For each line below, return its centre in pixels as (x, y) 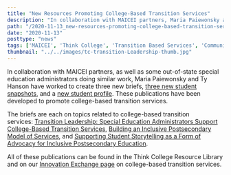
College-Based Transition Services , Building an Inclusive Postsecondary (109, 129)
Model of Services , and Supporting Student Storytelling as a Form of (104, 136)
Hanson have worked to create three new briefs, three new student (102, 86)
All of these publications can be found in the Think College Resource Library (115, 156)
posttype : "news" (32, 39)
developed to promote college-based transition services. (88, 101)
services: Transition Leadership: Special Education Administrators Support (112, 121)
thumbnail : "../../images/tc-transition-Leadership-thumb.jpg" (100, 52)
